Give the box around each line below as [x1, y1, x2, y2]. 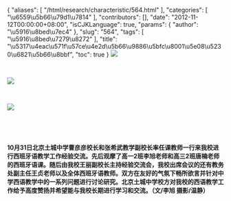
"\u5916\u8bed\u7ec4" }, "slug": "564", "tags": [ [7, 27, 144, 36]
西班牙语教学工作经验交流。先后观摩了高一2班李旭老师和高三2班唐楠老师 [12, 152, 220, 160]
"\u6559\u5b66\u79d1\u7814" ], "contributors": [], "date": [7, 13, 170, 21]
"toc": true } [75, 51, 109, 58]
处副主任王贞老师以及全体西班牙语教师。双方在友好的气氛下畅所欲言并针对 [7, 169, 218, 177]
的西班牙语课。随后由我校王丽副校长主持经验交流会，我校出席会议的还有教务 [7, 161, 224, 169]
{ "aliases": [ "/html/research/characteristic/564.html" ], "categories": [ [7, 6, 208, 14]
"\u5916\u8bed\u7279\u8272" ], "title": [7, 35, 118, 43]
